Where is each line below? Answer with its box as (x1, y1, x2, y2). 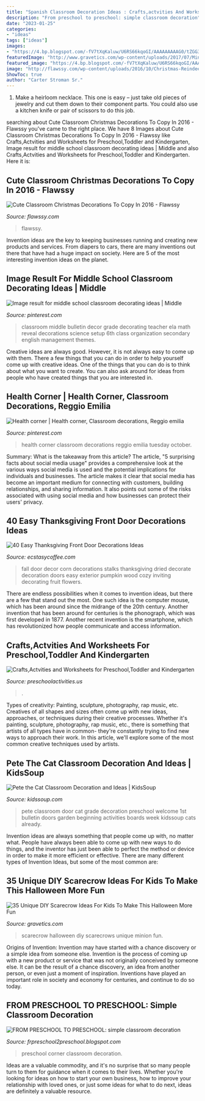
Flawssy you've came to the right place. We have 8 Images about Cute (6, 125, 184, 133)
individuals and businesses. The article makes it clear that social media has (6, 472, 195, 479)
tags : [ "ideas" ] (6, 37, 48, 43)
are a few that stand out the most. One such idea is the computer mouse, (6, 597, 190, 604)
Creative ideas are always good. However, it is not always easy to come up (6, 347, 194, 355)
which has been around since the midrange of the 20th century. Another (6, 603, 189, 611)
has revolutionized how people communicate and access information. (6, 622, 181, 630)
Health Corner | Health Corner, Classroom (6, 391, 169, 402)
